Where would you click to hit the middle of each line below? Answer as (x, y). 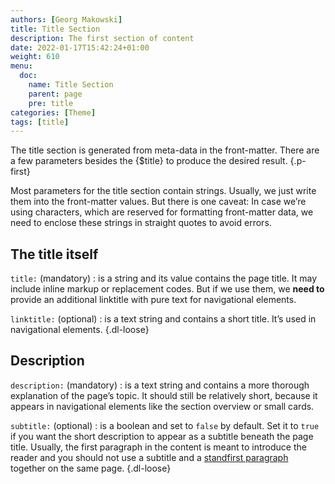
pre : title (51, 103)
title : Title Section (55, 29)
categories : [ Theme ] (53, 112)
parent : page (55, 94)
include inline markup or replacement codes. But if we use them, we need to (167, 289)
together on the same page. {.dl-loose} (91, 468)
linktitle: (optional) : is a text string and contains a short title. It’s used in (163, 319)
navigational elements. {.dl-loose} (80, 330)
